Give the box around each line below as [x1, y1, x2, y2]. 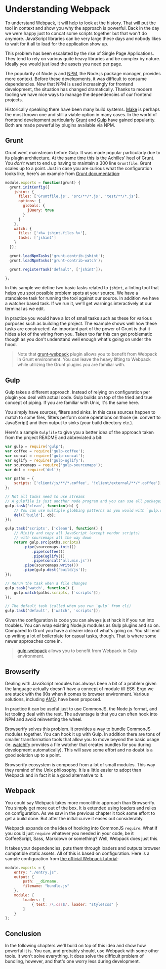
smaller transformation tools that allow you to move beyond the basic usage [5, 737, 160, 742]
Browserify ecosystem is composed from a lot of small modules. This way [5, 762, 156, 767]
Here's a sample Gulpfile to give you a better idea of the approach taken [5, 429, 154, 436]
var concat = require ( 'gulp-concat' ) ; [5, 453, 85, 458]
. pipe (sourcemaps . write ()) [23, 563, 79, 568]
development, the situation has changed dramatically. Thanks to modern [5, 86, 153, 92]
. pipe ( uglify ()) [31, 554, 65, 559]
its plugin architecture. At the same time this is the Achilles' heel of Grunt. [5, 155, 155, 161]
